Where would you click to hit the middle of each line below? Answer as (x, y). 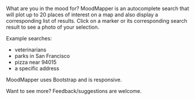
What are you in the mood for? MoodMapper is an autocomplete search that (97, 8)
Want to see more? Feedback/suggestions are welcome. (74, 91)
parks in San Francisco (42, 56)
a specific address (37, 68)
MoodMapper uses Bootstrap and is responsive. (64, 80)
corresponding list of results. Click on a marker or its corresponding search (97, 21)
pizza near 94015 (35, 62)
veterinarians (30, 50)
